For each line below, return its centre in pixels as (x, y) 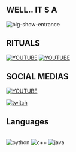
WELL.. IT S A (32, 10)
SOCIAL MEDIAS (37, 77)
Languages (28, 122)
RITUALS (23, 44)
